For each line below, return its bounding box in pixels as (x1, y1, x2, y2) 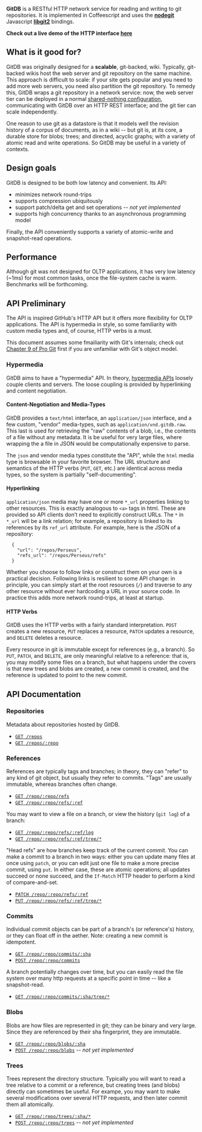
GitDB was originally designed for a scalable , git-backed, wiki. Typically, (6, 63, 186, 70)
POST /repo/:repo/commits (14, 957, 80, 964)
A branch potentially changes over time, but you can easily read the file (6, 968, 183, 976)
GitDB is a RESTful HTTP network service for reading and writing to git (6, 5, 182, 12)
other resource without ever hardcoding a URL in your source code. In (6, 587, 180, 594)
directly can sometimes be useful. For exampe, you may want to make (6, 1088, 180, 1095)
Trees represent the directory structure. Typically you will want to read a (6, 1075, 186, 1082)
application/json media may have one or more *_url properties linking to (6, 498, 190, 505)
